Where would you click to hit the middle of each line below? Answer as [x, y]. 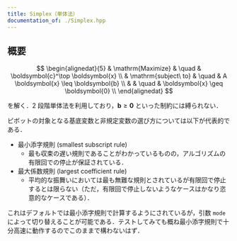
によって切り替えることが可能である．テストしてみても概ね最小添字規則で [115, 222]
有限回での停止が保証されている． [78, 162]
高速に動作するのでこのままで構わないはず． [78, 230]
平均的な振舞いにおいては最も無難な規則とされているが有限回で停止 [127, 180]
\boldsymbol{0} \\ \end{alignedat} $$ [119, 91]
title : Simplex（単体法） [43, 14]
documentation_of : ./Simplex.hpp [57, 21]
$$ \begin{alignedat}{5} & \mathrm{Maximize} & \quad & [119, 69]
